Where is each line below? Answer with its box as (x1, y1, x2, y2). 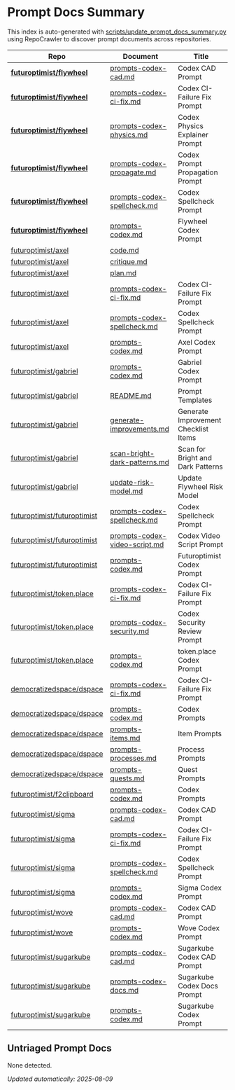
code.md (109, 245, 139, 255)
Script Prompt (178, 539, 224, 549)
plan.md (109, 268, 137, 277)
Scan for (178, 444, 206, 454)
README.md (109, 390, 152, 400)
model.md (109, 486, 143, 496)
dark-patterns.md (109, 457, 170, 467)
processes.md (109, 753, 157, 763)
